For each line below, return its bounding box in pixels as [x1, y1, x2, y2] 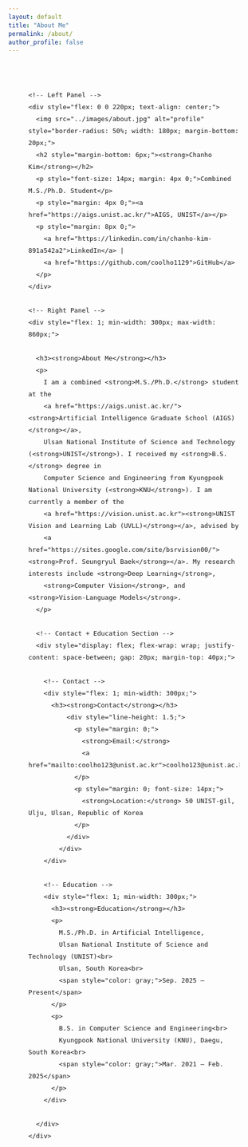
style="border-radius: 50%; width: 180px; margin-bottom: [28, 127, 239, 136]
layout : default [8, 13, 62, 21]
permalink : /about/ [8, 30, 73, 37]
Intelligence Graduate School [100, 414, 209, 423]
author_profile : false [8, 38, 84, 46]
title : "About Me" [8, 21, 69, 30]
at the [28, 390, 52, 399]
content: [28, 653, 60, 662]
